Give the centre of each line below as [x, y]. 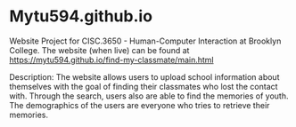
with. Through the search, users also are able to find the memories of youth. [149, 96]
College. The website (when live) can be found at [99, 50]
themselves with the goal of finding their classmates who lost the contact [144, 86]
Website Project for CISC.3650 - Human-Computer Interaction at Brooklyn [145, 41]
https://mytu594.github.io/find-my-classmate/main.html [111, 60]
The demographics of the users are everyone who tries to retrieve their [140, 105]
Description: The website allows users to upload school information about [144, 76]
